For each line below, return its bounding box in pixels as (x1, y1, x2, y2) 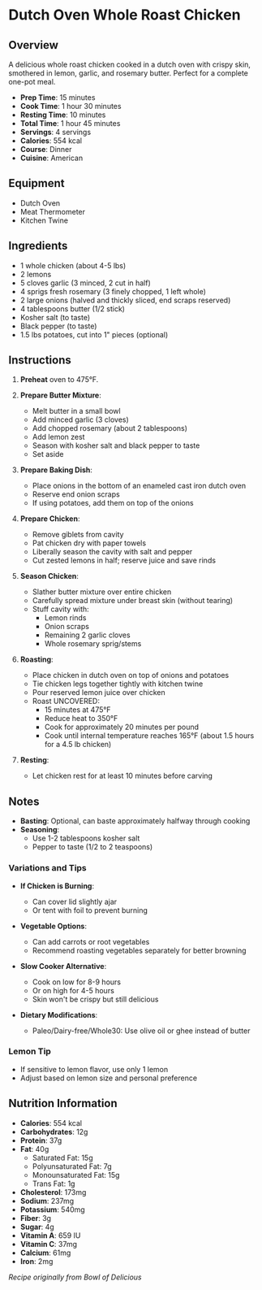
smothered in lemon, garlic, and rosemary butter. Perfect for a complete (8, 68, 249, 78)
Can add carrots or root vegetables (32, 936, 150, 946)
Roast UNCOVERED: (32, 697, 100, 706)
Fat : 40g (19, 1144, 49, 1153)
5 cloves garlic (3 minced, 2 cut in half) (19, 278, 152, 288)
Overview (8, 38, 59, 52)
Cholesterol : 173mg (19, 1187, 87, 1197)
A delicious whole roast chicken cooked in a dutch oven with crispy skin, (8, 59, 251, 69)
